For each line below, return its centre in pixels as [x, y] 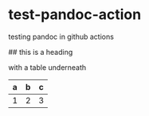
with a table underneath [47, 67]
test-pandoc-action [75, 15]
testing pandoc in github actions [61, 37]
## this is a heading [41, 52]
